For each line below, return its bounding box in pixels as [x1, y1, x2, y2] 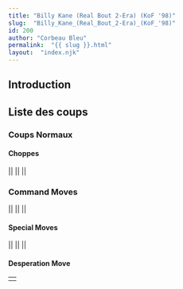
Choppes [8, 149, 40, 158]
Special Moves [8, 222, 58, 232]
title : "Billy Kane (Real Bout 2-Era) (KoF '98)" [8, 11, 177, 20]
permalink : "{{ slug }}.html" [8, 41, 112, 49]
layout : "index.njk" [8, 49, 80, 57]
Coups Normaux [8, 129, 73, 140]
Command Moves [8, 186, 78, 197]
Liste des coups [8, 105, 89, 119]
